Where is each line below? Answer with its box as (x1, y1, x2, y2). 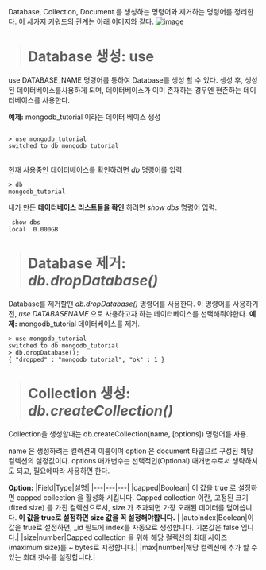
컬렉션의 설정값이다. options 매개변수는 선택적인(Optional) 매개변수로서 (8, 456, 231, 465)
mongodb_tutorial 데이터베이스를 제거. (18, 319, 141, 328)
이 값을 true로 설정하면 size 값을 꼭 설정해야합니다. (18, 512, 176, 522)
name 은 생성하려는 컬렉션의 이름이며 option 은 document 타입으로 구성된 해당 (8, 446, 254, 456)
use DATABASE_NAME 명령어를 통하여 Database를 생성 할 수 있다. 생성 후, (8, 75, 244, 85)
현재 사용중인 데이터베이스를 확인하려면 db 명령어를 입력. (8, 165, 184, 174)
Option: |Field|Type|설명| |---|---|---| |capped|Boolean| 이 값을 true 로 (8, 483, 237, 492)
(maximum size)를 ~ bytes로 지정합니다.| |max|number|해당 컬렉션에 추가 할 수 (8, 542, 258, 552)
